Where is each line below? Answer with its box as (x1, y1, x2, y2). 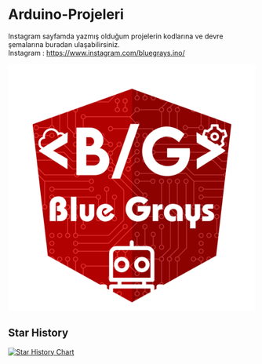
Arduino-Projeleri (8, 5, 124, 24)
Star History (8, 326, 69, 340)
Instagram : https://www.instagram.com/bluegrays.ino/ (8, 48, 186, 57)
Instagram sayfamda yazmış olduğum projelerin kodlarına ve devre (8, 31, 224, 41)
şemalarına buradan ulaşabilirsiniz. (8, 39, 120, 49)
